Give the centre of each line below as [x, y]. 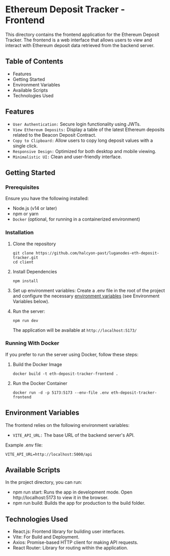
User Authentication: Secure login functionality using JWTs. [77, 124]
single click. [25, 146]
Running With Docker [32, 343]
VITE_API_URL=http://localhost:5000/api [49, 454]
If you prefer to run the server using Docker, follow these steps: [72, 354]
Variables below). [31, 301]
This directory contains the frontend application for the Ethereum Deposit [82, 34]
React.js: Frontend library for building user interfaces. [69, 531]
